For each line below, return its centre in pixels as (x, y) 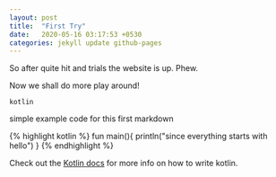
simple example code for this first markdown (91, 119)
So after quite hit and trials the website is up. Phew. (104, 68)
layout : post (34, 18)
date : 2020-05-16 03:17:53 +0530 (76, 34)
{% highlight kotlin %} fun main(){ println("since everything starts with (138, 137)
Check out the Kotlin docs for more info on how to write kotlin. (124, 164)
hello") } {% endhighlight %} (61, 146)
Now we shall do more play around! (75, 85)
